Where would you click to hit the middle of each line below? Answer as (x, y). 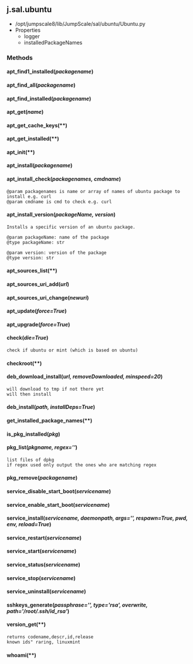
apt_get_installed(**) (33, 139)
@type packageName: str (36, 242)
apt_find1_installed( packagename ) (50, 72)
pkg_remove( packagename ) (42, 478)
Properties (28, 30)
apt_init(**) (21, 152)
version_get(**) (26, 625)
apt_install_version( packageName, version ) (61, 215)
